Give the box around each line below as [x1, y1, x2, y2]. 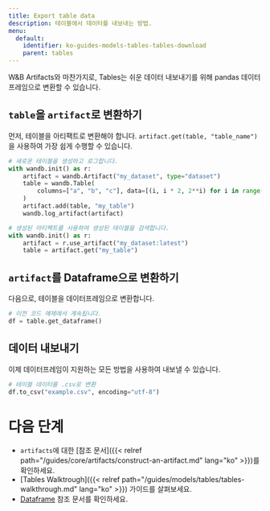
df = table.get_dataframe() [8, 317, 103, 325]
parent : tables [22, 49, 74, 57]
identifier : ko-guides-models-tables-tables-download [22, 42, 207, 50]
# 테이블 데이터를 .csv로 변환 [8, 380, 96, 389]
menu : [8, 27, 27, 35]
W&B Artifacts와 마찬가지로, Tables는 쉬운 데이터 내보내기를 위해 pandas [8, 72, 239, 81]
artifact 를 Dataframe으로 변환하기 [8, 270, 179, 284]
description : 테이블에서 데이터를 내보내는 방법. [8, 19, 153, 27]
